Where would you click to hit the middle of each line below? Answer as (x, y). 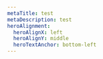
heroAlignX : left (38, 32)
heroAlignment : (29, 26)
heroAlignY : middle (41, 39)
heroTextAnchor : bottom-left (55, 45)
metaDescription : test (39, 20)
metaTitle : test (30, 13)
